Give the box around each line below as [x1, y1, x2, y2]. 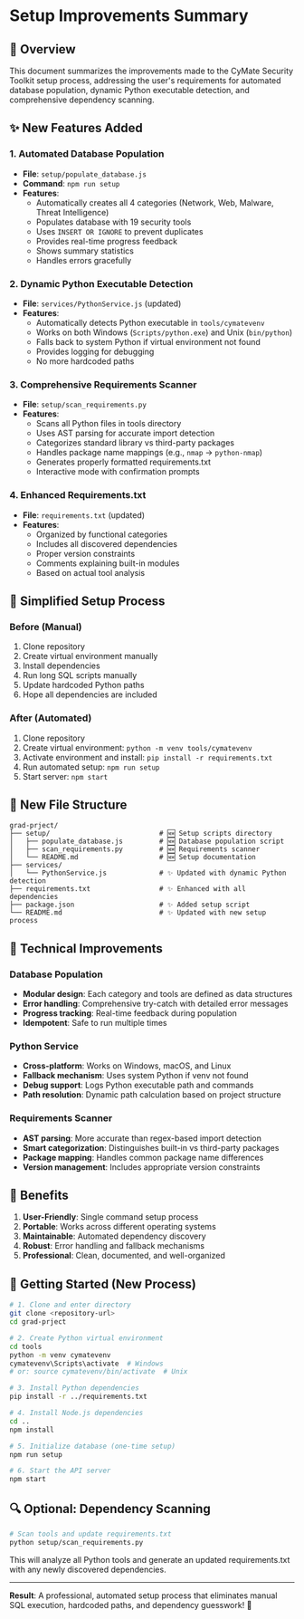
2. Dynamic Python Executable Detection [9, 277, 194, 290]
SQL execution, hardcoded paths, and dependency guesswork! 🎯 [9, 1599, 252, 1610]
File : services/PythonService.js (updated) [22, 298, 182, 309]
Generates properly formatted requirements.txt [35, 456, 211, 467]
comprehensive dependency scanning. [9, 94, 156, 105]
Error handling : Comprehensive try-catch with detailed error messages [22, 998, 289, 1010]
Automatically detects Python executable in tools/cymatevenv [35, 317, 265, 328]
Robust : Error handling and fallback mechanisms [22, 1241, 205, 1251]
